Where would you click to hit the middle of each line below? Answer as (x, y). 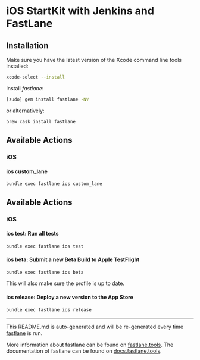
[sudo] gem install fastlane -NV (48, 99)
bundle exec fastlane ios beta (45, 272)
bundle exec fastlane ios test (45, 246)
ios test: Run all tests (32, 233)
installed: (17, 66)
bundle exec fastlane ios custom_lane (54, 184)
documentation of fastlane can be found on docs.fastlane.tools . (84, 351)
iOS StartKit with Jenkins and (80, 11)
